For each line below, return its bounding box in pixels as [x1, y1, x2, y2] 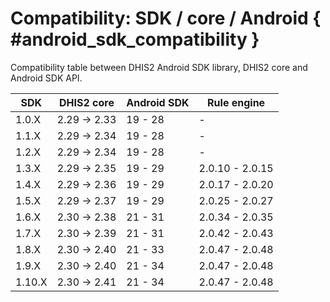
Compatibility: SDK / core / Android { [10, 7, 322, 30]
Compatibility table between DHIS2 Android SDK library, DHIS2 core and [10, 61, 308, 73]
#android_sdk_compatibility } [10, 28, 260, 51]
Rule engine [207, 95, 266, 109]
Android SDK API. [10, 72, 83, 84]
